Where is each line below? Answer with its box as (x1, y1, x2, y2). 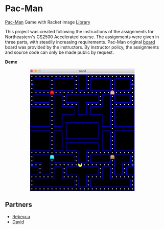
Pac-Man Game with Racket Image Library (5, 19, 91, 25)
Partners (5, 201, 33, 209)
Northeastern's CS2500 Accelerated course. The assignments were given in (5, 34, 159, 40)
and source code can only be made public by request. (5, 49, 114, 55)
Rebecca (12, 213, 30, 219)
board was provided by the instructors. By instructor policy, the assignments (5, 44, 159, 50)
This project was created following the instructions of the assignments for (5, 28, 154, 34)
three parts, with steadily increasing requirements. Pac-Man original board (5, 39, 155, 45)
